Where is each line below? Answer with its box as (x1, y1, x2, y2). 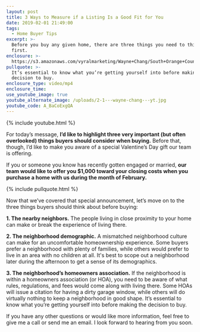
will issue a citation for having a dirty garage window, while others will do (6, 288, 186, 295)
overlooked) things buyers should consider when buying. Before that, (6, 137, 182, 144)
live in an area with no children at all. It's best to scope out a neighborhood (6, 251, 189, 259)
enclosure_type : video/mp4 (6, 81, 73, 87)
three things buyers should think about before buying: (6, 203, 138, 210)
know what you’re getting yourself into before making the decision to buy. (6, 301, 187, 308)
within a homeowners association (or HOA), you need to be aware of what (6, 275, 187, 283)
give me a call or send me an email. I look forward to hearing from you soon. (6, 319, 193, 326)
